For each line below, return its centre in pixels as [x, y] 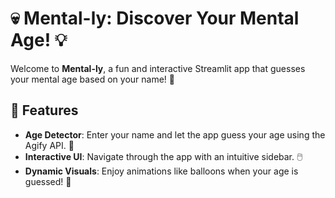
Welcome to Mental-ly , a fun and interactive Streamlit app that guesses [158, 68]
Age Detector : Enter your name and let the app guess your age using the [175, 134]
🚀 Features [44, 110]
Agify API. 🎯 [49, 145]
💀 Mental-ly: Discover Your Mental [155, 18]
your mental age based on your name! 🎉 [92, 79]
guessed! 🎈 [48, 181]
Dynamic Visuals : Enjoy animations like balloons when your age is [161, 171]
